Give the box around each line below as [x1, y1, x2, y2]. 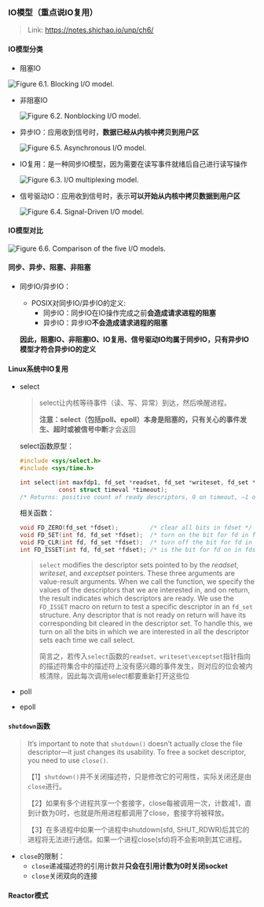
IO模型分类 [8, 44, 43, 53]
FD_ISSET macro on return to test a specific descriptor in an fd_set [38, 601, 253, 611]
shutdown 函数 [8, 721, 51, 730]
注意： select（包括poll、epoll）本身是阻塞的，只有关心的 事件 [38, 415, 240, 424]
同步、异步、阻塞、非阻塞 [8, 263, 91, 272]
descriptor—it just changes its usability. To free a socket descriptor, [27, 747, 247, 757]
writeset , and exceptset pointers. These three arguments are [38, 568, 236, 578]
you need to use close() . [27, 756, 108, 766]
